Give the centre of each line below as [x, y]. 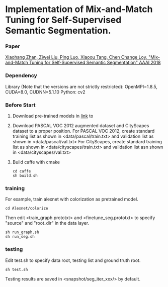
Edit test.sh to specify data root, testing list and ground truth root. [73, 260]
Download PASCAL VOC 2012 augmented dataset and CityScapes [81, 126]
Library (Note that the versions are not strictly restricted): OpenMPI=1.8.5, [81, 86]
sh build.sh [25, 176]
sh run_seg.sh [20, 237]
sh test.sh [17, 269]
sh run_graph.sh [22, 232]
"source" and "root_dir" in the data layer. [47, 223]
